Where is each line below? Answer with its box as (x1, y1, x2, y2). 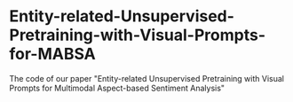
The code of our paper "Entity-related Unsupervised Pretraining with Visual (9, 73, 284, 83)
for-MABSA (9, 44, 96, 64)
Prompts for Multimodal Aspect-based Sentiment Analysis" (9, 82, 225, 93)
